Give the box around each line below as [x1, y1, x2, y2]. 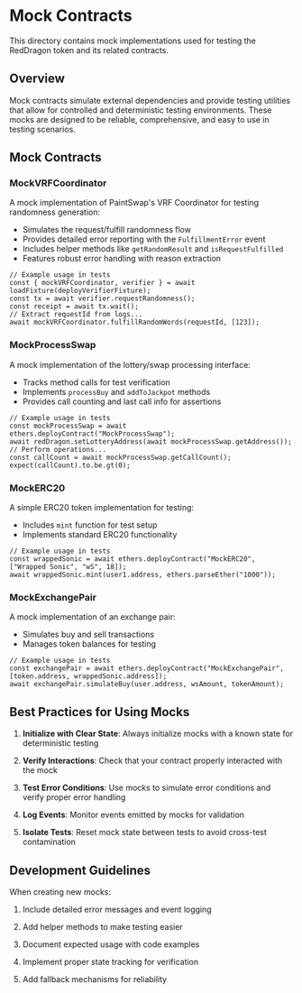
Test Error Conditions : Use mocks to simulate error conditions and [22, 782, 271, 794]
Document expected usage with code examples [22, 939, 200, 950]
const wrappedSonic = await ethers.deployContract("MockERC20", [9, 555, 256, 564]
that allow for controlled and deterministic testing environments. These [9, 105, 272, 115]
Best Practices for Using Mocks [9, 704, 190, 720]
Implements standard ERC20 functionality [22, 529, 178, 540]
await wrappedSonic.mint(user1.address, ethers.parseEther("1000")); [9, 570, 277, 580]
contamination [22, 836, 77, 848]
